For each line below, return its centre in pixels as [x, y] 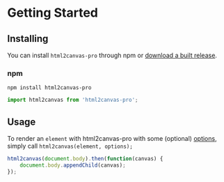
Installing [28, 39]
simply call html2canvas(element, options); [70, 146]
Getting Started [53, 13]
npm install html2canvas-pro [49, 88]
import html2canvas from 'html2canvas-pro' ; [73, 100]
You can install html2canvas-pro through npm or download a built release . [112, 55]
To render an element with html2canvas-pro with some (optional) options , [112, 138]
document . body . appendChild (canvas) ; [73, 165]
